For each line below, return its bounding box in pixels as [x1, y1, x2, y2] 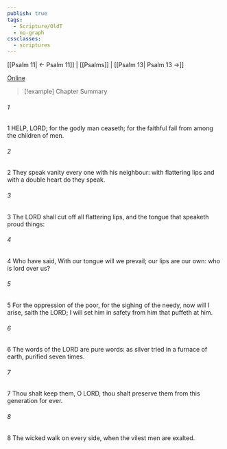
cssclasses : [7, 36, 41, 43]
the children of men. [7, 132, 64, 140]
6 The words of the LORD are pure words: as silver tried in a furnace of [7, 345, 208, 354]
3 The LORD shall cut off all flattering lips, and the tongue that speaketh [7, 213, 209, 221]
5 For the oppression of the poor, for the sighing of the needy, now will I [7, 301, 210, 309]
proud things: [7, 220, 45, 228]
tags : [7, 16, 23, 23]
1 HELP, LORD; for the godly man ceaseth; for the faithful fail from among [7, 124, 214, 132]
